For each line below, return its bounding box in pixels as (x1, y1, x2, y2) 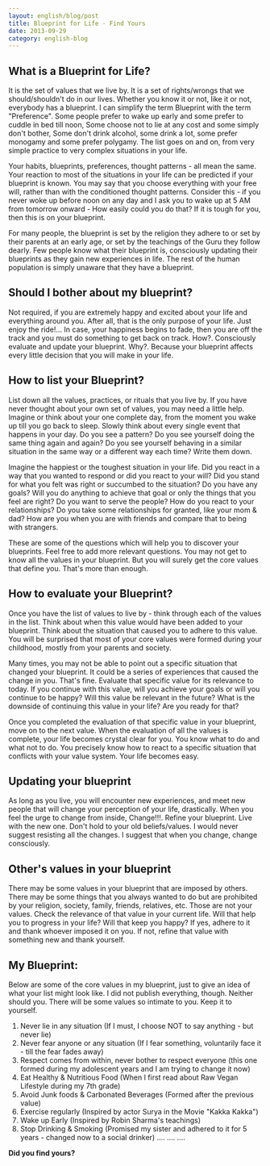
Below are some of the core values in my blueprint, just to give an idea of (8, 980, 251, 989)
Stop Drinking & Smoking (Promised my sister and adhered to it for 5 (19, 1123, 247, 1134)
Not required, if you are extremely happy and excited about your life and (8, 307, 248, 317)
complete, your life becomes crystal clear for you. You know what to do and (8, 733, 260, 743)
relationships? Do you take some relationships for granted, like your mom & (8, 505, 258, 515)
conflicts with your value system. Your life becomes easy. (8, 751, 200, 761)
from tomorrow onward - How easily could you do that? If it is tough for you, (8, 204, 261, 214)
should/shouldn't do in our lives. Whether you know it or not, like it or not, (8, 94, 252, 104)
